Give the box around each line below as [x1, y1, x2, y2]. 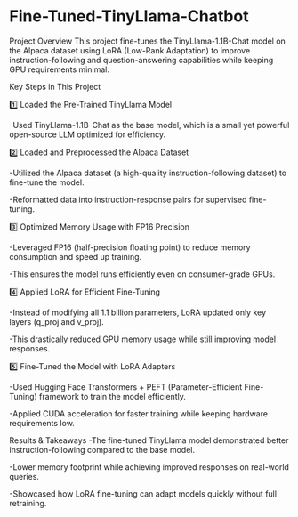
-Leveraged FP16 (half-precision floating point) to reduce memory [9, 242, 251, 253]
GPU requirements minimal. [9, 64, 109, 75]
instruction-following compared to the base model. [9, 444, 196, 455]
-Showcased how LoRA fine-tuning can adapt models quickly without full [9, 488, 278, 499]
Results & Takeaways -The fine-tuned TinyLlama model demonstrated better [9, 434, 289, 446]
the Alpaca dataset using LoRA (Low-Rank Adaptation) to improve [9, 44, 251, 55]
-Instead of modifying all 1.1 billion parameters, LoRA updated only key [9, 307, 267, 318]
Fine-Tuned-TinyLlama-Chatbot [9, 6, 249, 27]
